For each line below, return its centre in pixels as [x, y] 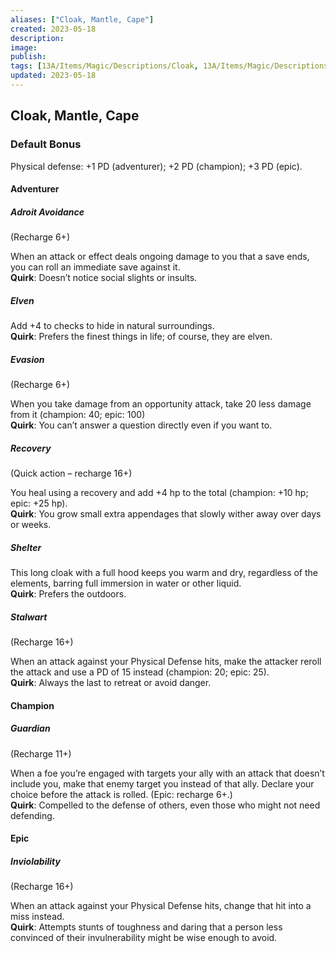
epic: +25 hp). [39, 503]
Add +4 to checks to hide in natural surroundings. [112, 326]
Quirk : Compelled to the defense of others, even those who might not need [165, 805]
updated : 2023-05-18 [53, 76]
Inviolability [35, 861]
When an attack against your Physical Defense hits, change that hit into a [161, 906]
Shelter [26, 547]
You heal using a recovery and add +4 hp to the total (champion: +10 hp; [159, 493]
